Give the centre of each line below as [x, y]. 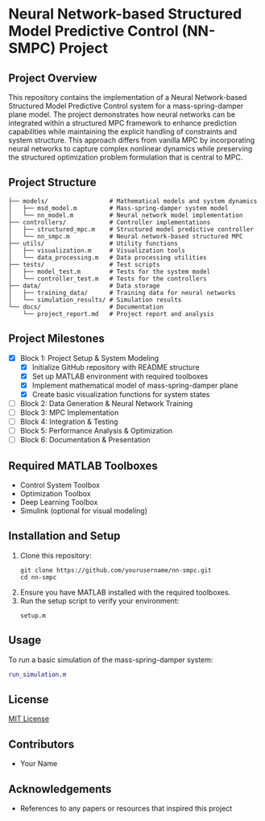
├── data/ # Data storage [84, 286]
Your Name [39, 764]
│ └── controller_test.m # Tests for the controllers [108, 279]
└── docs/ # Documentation [86, 307]
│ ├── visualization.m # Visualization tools [97, 251]
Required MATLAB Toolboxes [83, 465]
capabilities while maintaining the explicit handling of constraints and [123, 131]
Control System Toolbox [60, 485]
